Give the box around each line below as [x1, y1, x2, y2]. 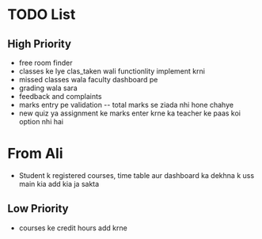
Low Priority [7, 202, 69, 215]
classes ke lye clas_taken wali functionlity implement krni [18, 66, 205, 76]
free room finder [18, 58, 73, 67]
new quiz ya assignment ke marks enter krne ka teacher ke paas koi [18, 108, 241, 118]
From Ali [7, 145, 64, 163]
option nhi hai [18, 117, 64, 126]
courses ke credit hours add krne [18, 223, 127, 233]
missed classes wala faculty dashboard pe [18, 75, 158, 84]
